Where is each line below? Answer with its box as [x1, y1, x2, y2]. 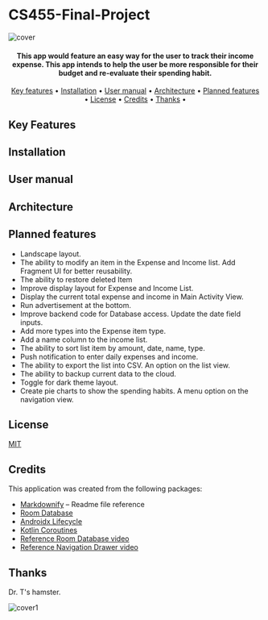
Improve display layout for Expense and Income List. [19, 283, 194, 293]
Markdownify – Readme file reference [19, 500, 145, 510]
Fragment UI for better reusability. [19, 266, 133, 276]
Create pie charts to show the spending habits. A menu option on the [19, 385, 249, 396]
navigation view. [19, 394, 74, 404]
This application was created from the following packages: [8, 484, 203, 493]
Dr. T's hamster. [8, 587, 61, 597]
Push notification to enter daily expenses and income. [19, 352, 199, 361]
